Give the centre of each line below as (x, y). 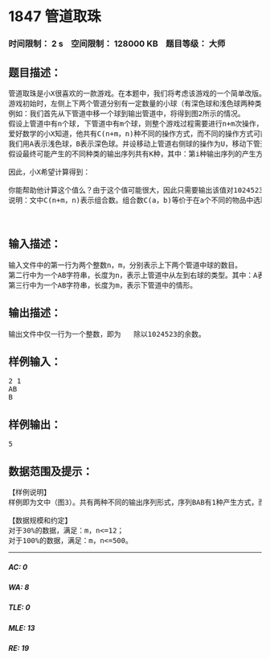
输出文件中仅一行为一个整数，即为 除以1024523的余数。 (107, 334)
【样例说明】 (29, 492)
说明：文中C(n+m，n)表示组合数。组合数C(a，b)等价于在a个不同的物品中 (131, 200)
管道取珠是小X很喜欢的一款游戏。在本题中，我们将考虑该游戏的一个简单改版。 (137, 93)
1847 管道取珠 (55, 17)
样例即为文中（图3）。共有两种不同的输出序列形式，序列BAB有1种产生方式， (133, 502)
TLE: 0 (19, 607)
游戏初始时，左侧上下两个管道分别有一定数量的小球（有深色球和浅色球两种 (131, 103)
